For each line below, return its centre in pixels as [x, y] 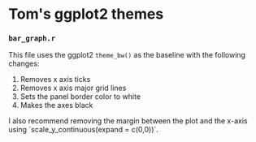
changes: [24, 64]
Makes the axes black [56, 105]
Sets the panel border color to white [80, 97]
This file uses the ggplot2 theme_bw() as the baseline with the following [127, 55]
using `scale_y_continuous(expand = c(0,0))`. [83, 130]
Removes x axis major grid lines [73, 88]
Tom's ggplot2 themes [86, 14]
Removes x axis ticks [55, 80]
